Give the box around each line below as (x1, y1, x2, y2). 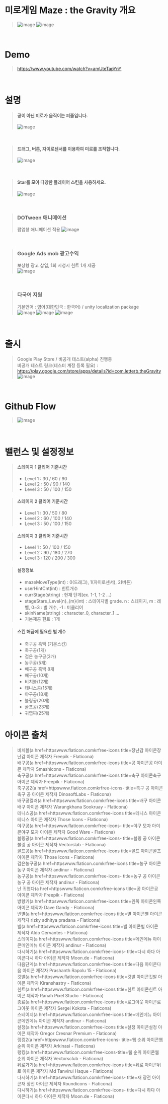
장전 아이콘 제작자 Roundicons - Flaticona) (26, 1080, 113, 1086)
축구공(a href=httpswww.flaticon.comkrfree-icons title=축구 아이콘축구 (17, 772, 161, 778)
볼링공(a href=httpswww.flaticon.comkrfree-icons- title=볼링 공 (17, 835, 147, 841)
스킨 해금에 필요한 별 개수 (17, 629, 66, 635)
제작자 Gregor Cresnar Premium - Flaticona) (26, 1030, 117, 1036)
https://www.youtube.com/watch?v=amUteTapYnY (17, 65, 122, 71)
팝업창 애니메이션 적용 (17, 226, 61, 232)
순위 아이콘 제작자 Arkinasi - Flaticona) (17, 1043, 96, 1049)
